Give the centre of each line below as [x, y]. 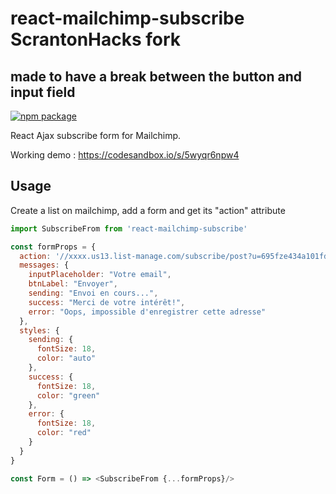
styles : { [39, 330]
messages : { [44, 265]
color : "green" [68, 395]
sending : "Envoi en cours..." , [93, 293]
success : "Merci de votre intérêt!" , [107, 302]
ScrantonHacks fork [96, 39]
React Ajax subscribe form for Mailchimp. [96, 135]
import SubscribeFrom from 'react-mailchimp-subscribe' [129, 228]
